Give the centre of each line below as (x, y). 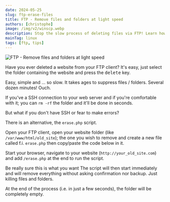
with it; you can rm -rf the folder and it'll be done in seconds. (69, 103)
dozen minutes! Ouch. (28, 88)
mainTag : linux (21, 38)
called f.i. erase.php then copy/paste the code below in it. (65, 143)
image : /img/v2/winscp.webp (35, 29)
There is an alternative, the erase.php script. (51, 123)
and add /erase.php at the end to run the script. (55, 158)
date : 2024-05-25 (24, 10)
